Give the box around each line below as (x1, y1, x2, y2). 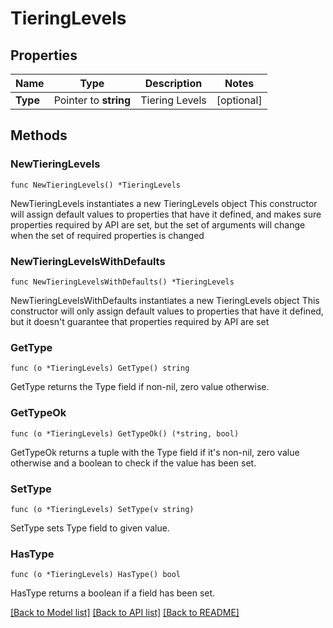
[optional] (216, 93, 263, 107)
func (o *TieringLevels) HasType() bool (10, 570, 182, 580)
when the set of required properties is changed (10, 229, 205, 241)
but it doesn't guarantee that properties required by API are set (10, 315, 270, 327)
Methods (10, 127, 68, 144)
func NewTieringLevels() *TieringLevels (10, 180, 182, 190)
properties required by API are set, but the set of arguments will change (10, 218, 306, 231)
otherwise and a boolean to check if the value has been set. (10, 457, 257, 469)
